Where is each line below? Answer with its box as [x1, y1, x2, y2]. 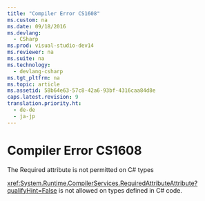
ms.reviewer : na [7, 49, 54, 56]
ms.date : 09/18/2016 [7, 23, 67, 30]
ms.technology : [7, 61, 51, 68]
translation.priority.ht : [7, 100, 81, 107]
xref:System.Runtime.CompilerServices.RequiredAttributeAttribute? [7, 179, 198, 187]
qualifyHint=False [7, 186, 57, 194]
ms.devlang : [7, 29, 41, 37]
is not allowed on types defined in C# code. [58, 186, 183, 194]
